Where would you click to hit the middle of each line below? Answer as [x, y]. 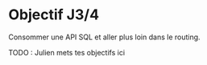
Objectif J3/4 [54, 15]
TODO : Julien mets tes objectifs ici [67, 52]
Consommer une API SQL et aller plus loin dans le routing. [104, 37]
